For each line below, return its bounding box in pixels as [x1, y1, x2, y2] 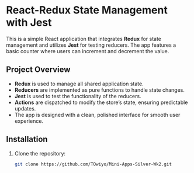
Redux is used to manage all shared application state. [14, 80, 144, 87]
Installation [6, 134, 48, 144]
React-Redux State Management [6, 4, 168, 17]
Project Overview [6, 65, 71, 75]
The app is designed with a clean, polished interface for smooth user [14, 111, 181, 118]
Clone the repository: [14, 150, 66, 157]
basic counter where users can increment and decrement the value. [6, 47, 169, 54]
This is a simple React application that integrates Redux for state [6, 35, 162, 42]
